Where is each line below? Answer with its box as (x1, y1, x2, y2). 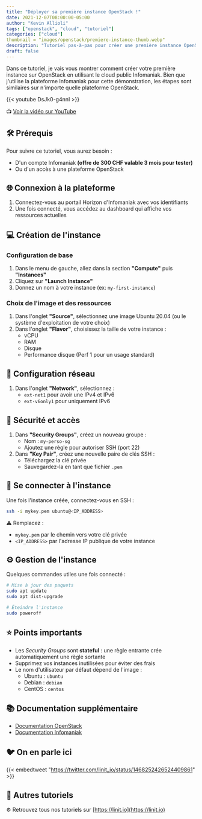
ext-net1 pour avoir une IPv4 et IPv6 (23, 391, 115, 398)
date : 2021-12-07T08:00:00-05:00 (6, 14, 90, 21)
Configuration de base (6, 251, 73, 260)
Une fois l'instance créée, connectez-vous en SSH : (6, 496, 134, 504)
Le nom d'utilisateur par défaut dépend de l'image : (14, 666, 142, 673)
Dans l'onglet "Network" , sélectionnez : (14, 384, 115, 392)
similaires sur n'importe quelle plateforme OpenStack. (6, 84, 139, 91)
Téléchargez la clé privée (23, 456, 87, 464)
